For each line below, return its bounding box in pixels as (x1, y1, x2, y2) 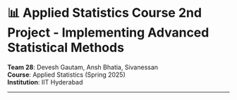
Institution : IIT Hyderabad (7, 77, 83, 86)
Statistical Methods (7, 39, 125, 56)
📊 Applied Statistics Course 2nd (7, 5, 202, 21)
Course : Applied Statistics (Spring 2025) (7, 70, 126, 79)
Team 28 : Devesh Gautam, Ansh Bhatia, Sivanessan (7, 63, 159, 71)
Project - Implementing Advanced (7, 25, 209, 41)
